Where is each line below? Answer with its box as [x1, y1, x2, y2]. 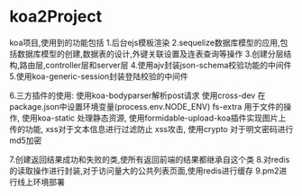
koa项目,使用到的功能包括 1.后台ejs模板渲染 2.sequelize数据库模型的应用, [9, 37, 280, 48]
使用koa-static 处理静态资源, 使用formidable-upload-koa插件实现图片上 [21, 112, 287, 123]
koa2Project [9, 6, 102, 27]
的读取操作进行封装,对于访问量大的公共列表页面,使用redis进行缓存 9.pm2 [9, 165, 279, 176]
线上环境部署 [16, 176, 65, 187]
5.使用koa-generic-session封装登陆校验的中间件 [9, 70, 188, 82]
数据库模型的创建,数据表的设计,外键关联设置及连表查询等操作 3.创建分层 [16, 48, 284, 59]
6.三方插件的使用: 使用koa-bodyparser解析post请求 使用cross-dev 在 [9, 90, 266, 101]
